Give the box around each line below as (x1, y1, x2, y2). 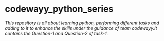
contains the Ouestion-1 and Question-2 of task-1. (5, 30, 108, 36)
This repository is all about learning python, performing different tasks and (5, 20, 160, 26)
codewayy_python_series (5, 3, 114, 15)
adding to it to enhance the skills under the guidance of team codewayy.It (5, 25, 157, 31)
